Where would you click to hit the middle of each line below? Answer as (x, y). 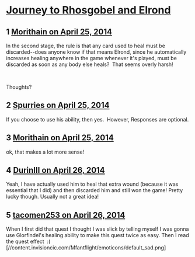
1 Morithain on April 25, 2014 (59, 32)
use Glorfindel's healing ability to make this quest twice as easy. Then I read (97, 235)
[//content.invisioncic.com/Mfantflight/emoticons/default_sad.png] (86, 248)
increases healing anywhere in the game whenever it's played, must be (91, 58)
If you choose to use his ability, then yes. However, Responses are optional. (97, 119)
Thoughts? (19, 87)
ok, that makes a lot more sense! (45, 152)
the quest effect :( (28, 242)
